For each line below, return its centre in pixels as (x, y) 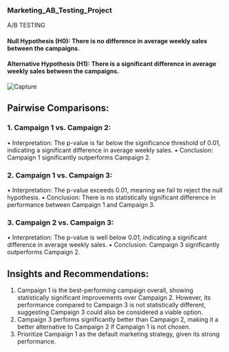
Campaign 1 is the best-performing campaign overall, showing (105, 290)
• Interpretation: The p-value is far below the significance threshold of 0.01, (114, 142)
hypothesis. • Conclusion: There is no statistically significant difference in (111, 197)
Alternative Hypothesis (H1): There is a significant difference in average (112, 64)
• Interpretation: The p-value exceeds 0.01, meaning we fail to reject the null (115, 190)
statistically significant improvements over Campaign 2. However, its (114, 298)
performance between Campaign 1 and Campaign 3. (81, 205)
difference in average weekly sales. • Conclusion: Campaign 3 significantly (113, 245)
